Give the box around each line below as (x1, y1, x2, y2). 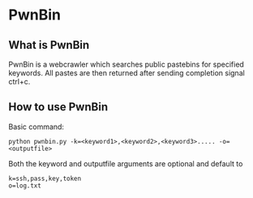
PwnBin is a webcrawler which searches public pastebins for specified (8, 59, 245, 69)
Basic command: (8, 122, 65, 131)
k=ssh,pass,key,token (8, 174, 82, 183)
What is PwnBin (8, 38, 90, 52)
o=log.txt (8, 181, 42, 190)
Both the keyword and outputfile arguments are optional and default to (8, 158, 243, 168)
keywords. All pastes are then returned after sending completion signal (8, 68, 245, 78)
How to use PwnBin (8, 100, 108, 114)
